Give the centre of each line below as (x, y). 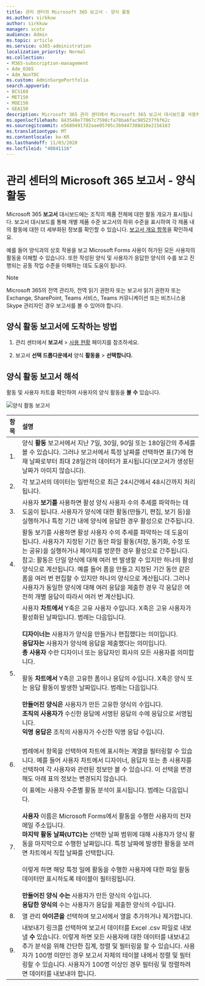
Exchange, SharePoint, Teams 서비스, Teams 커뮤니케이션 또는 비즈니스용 (96, 298)
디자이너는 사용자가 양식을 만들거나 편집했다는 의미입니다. (100, 634)
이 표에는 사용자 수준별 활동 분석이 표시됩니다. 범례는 (93, 790)
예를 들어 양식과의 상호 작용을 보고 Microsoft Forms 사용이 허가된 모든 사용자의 (101, 250)
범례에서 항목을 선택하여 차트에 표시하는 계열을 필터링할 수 (101, 751)
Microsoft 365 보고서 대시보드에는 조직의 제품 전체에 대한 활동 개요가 (89, 214)
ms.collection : (26, 57)
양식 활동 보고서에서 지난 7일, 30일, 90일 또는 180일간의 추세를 (109, 443)
